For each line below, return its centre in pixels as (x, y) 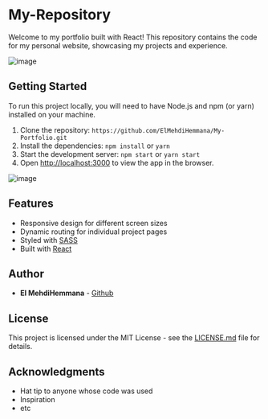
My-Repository (59, 15)
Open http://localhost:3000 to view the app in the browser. (117, 162)
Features (31, 204)
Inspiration (37, 399)
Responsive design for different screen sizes (93, 223)
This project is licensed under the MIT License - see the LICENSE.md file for (134, 338)
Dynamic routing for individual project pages (93, 232)
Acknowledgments (57, 372)
